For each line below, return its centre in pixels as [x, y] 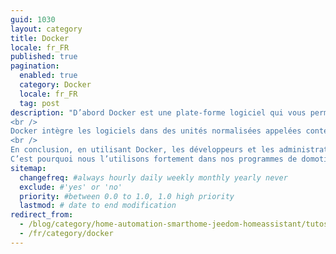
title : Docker [40, 38]
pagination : [35, 66]
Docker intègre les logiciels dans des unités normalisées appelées [156, 131]
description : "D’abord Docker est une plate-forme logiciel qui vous [158, 112]
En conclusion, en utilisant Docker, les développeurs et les [142, 150]
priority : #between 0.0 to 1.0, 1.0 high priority [127, 196]
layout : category [46, 29]
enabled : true [48, 76]
